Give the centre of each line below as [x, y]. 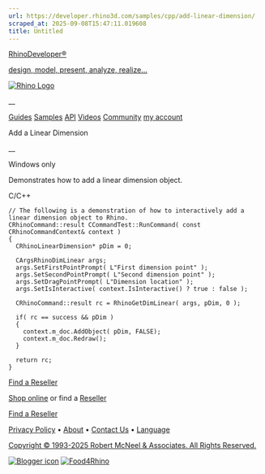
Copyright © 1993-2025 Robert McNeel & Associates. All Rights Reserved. [132, 446]
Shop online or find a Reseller [58, 398]
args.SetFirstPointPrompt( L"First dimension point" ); [112, 268]
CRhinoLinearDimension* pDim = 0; [74, 246]
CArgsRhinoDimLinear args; [61, 261]
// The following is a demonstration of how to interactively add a [126, 211]
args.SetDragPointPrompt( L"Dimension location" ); [105, 282]
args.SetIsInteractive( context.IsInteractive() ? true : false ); [132, 289]
